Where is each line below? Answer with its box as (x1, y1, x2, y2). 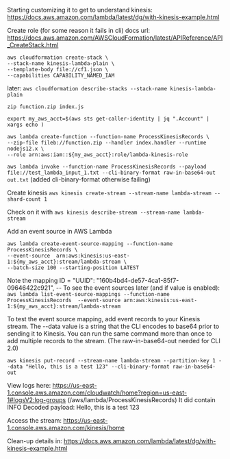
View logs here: (7, 382, 51, 389)
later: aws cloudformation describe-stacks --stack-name (7, 84, 168, 92)
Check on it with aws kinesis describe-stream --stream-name (7, 208, 180, 216)
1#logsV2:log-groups (7, 396, 66, 404)
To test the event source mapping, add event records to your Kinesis (7, 315, 201, 323)
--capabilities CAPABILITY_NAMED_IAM (7, 72, 115, 79)
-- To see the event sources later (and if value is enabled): (55, 284, 220, 292)
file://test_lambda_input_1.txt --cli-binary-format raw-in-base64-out (7, 169, 216, 176)
